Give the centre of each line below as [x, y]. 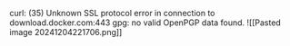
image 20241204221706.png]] [66, 32]
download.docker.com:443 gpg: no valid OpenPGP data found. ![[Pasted [145, 23]
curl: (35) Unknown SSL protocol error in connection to [112, 13]
